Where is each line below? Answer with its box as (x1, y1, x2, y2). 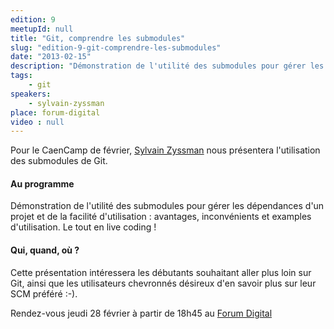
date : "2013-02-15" (10, 52, 92, 62)
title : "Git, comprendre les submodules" (10, 33, 186, 43)
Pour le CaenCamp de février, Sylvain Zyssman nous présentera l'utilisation (10, 144, 321, 156)
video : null (10, 117, 65, 127)
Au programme (10, 177, 75, 190)
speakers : (10, 89, 52, 99)
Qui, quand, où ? (10, 244, 80, 256)
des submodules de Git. (10, 155, 108, 167)
